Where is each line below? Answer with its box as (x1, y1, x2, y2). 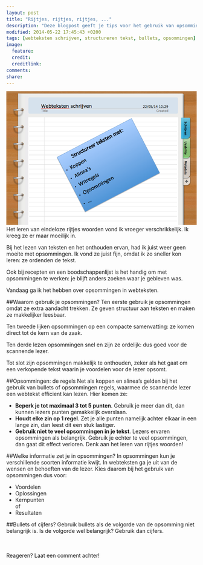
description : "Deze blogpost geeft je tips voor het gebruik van (6, 22, 174, 28)
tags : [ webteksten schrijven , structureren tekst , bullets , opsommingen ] (6, 35, 196, 42)
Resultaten (14, 509, 42, 516)
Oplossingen (14, 489, 47, 497)
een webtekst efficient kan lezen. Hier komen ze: (6, 390, 128, 397)
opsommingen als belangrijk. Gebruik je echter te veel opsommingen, (14, 434, 188, 441)
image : (6, 42, 23, 48)
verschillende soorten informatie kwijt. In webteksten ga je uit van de (6, 458, 178, 466)
